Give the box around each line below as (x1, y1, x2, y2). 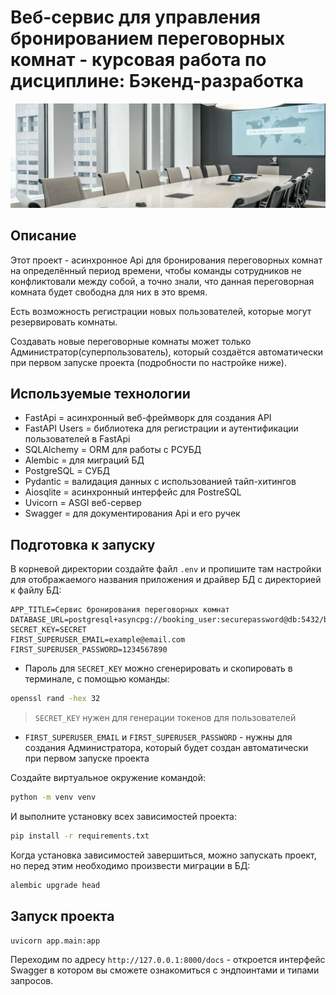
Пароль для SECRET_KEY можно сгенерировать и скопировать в (24, 662, 293, 675)
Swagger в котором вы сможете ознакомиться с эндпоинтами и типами (10, 964, 320, 976)
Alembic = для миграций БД (24, 454, 145, 466)
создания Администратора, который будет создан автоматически (24, 742, 309, 754)
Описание (10, 227, 77, 245)
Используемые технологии (10, 385, 191, 402)
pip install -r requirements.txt (10, 831, 150, 841)
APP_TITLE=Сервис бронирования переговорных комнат (10, 605, 230, 615)
